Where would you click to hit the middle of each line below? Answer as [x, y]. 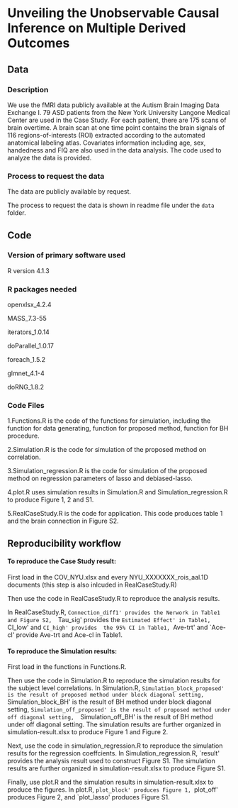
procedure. [24, 436]
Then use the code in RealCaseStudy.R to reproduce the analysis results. [114, 599]
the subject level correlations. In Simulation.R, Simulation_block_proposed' [116, 688]
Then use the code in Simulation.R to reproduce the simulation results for [114, 681]
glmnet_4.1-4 [26, 373]
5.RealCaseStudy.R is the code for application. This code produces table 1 [115, 514]
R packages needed [42, 289]
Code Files [26, 406]
